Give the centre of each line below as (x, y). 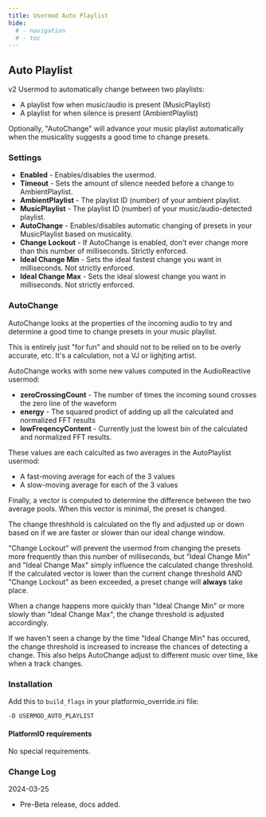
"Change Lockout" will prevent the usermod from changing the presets (125, 548)
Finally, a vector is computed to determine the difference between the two (130, 500)
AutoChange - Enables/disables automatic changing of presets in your (136, 226)
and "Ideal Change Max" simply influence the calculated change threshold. (131, 565)
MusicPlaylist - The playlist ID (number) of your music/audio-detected (136, 209)
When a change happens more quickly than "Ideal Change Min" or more (127, 605)
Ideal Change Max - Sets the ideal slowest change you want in (123, 276)
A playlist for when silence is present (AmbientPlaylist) (109, 113)
